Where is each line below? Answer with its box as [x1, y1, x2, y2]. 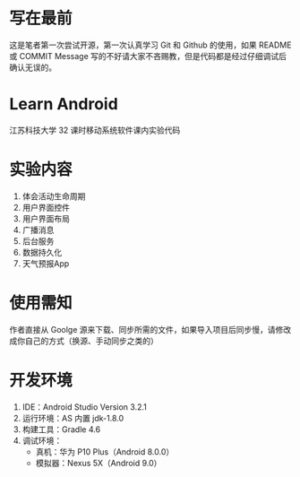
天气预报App [21, 257, 70, 269]
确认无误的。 [9, 62, 56, 73]
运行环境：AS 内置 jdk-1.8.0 [21, 412, 124, 423]
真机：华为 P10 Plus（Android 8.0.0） [35, 446, 175, 457]
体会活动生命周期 [21, 190, 86, 202]
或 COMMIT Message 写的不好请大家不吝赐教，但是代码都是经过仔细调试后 [9, 50, 287, 61]
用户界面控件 [21, 202, 70, 212]
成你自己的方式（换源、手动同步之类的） [9, 335, 159, 346]
